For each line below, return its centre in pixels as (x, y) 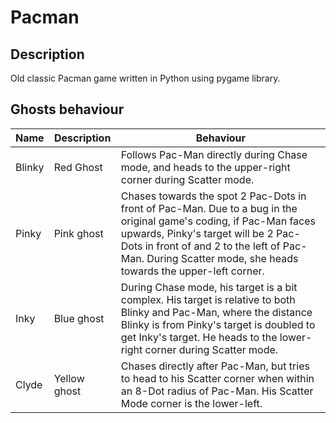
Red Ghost (78, 167)
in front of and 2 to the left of (212, 246)
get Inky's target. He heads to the (199, 337)
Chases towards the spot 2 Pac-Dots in (213, 196)
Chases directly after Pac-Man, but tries (215, 366)
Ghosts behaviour (67, 109)
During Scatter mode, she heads (222, 258)
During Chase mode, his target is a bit (209, 287)
